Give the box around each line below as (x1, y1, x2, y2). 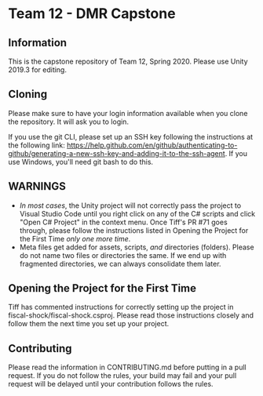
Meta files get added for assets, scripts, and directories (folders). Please (19, 242, 254, 252)
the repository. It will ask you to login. (8, 117, 130, 126)
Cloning (8, 88, 48, 101)
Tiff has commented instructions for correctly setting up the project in (8, 303, 234, 312)
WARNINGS (8, 180, 67, 193)
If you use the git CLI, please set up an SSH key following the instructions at (8, 132, 254, 141)
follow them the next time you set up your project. (8, 319, 170, 329)
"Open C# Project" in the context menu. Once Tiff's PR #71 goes (19, 217, 228, 227)
